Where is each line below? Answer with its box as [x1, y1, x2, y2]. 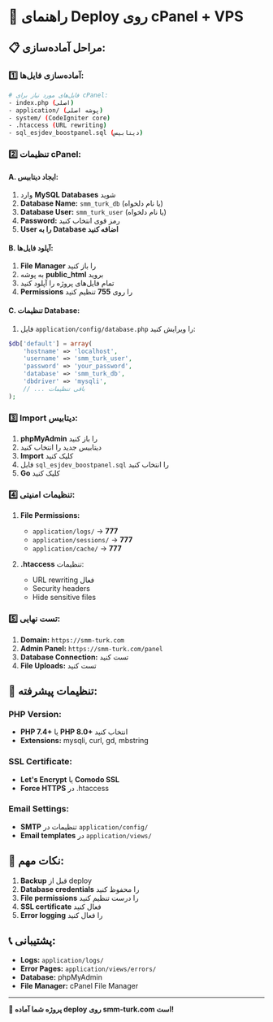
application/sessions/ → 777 [32, 535, 133, 545]
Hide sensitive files [32, 593, 96, 602]
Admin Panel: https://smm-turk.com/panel [19, 643, 163, 653]
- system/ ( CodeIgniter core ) [8, 114, 111, 122]
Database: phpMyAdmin [19, 972, 103, 982]
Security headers [32, 584, 91, 594]
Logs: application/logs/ [19, 955, 104, 965]
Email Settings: [8, 803, 69, 815]
